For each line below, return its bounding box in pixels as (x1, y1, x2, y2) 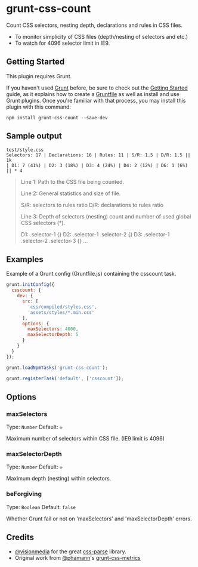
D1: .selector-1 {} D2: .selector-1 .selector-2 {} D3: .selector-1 (20, 230, 170, 238)
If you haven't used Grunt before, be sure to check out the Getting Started (6, 84, 188, 91)
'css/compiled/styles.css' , (27, 304, 97, 310)
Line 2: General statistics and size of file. (20, 190, 121, 197)
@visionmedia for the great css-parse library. (14, 548, 126, 555)
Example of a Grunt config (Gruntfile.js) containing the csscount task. (6, 270, 177, 278)
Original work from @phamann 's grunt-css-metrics (14, 554, 141, 562)
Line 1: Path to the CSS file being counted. (20, 178, 124, 185)
